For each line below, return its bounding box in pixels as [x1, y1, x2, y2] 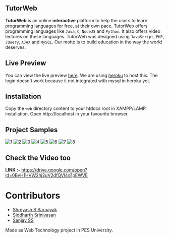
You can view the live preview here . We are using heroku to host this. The [5, 72, 158, 78]
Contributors [5, 190, 61, 201]
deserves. [5, 44, 26, 50]
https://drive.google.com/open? [21, 167, 87, 173]
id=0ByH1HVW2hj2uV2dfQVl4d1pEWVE [5, 172, 88, 178]
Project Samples [5, 126, 58, 134]
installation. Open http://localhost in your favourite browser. [5, 111, 129, 117]
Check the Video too [5, 153, 71, 162]
